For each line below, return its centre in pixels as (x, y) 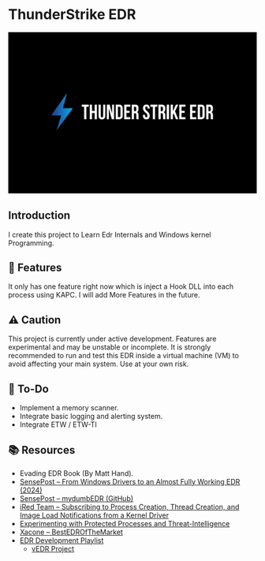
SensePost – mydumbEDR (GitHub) (77, 498)
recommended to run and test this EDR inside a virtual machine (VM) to (123, 356)
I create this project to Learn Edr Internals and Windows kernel (110, 234)
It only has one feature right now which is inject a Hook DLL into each (121, 286)
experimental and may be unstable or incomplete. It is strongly (110, 347)
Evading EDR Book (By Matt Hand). (77, 473)
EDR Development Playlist (62, 540)
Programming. (31, 243)
